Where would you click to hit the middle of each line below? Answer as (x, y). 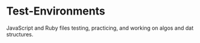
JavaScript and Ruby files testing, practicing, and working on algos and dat (100, 28)
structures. (20, 34)
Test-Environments (56, 11)
